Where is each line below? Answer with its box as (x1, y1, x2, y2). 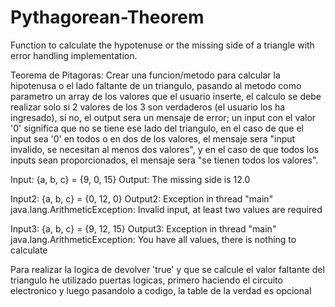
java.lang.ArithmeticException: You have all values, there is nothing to (10, 233, 297, 245)
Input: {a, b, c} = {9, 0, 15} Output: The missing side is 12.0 (10, 173, 251, 185)
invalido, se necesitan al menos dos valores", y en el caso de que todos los (10, 143, 320, 155)
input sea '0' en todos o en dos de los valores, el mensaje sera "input (10, 132, 296, 145)
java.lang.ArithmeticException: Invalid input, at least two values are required (10, 203, 323, 215)
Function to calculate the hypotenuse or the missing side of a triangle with (10, 39, 315, 51)
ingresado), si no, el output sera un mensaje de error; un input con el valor (10, 111, 317, 123)
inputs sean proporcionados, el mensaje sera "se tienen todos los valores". (10, 154, 319, 166)
